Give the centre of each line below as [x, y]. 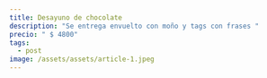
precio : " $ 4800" [44, 34]
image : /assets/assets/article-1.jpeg [82, 59]
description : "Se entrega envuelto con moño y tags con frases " [134, 26]
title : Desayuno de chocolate [66, 17]
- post [30, 51]
